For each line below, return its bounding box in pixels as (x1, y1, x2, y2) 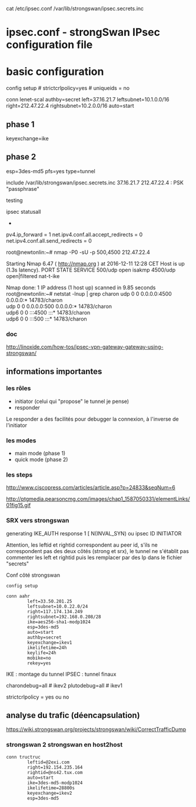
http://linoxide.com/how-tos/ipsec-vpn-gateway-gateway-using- (6, 343, 164, 350)
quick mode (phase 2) (14, 456, 68, 463)
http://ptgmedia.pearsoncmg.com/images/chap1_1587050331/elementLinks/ (6, 495, 190, 502)
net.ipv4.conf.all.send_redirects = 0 (6, 237, 92, 244)
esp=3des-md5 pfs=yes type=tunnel (6, 167, 95, 174)
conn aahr (6, 593, 31, 599)
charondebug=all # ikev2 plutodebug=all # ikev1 (6, 682, 122, 689)
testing (6, 197, 23, 204)
